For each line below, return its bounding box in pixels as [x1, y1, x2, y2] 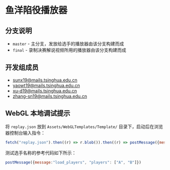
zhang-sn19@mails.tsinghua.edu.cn [12, 93, 88, 99]
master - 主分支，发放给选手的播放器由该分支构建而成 [12, 41, 124, 47]
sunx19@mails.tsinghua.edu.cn [12, 77, 77, 83]
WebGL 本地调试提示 [5, 109, 71, 118]
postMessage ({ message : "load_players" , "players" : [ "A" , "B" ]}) [5, 160, 142, 165]
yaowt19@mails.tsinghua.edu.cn [12, 82, 80, 89]
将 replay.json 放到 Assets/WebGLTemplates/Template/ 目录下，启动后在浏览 [5, 123, 163, 130]
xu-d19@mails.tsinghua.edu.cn [12, 88, 77, 94]
